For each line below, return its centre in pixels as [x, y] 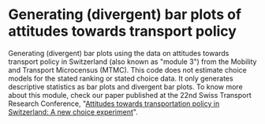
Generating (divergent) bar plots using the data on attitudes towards [119, 53]
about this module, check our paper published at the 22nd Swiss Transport [130, 95]
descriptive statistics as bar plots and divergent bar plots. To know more [125, 86]
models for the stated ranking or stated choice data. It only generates [121, 78]
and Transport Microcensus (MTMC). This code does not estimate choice [127, 70]
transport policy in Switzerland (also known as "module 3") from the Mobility [132, 62]
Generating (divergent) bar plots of [125, 15]
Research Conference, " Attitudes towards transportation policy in [114, 103]
